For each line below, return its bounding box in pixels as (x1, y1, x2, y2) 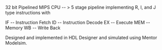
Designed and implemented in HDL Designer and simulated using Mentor (5, 35, 157, 40)
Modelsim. (5, 40, 27, 46)
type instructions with (5, 10, 51, 16)
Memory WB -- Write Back (5, 25, 61, 31)
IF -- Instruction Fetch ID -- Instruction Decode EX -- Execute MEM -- (5, 20, 150, 25)
